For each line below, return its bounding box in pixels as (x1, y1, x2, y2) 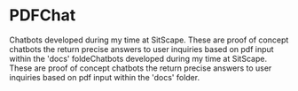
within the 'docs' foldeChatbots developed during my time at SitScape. (9, 53, 268, 64)
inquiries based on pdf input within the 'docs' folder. (9, 72, 200, 82)
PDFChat (9, 5, 76, 26)
